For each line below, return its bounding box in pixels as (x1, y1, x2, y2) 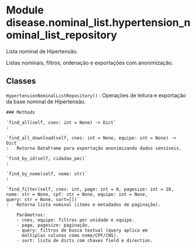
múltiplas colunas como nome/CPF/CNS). (21, 232, 119, 238)
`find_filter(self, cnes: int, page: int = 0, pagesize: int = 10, (6, 186, 174, 192)
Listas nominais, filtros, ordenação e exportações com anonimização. (6, 59, 174, 66)
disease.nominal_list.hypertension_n (6, 16, 191, 29)
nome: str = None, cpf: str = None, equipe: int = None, (6, 191, 148, 197)
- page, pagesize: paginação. (16, 222, 91, 228)
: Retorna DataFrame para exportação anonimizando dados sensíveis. (6, 145, 182, 151)
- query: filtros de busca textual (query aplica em (16, 227, 148, 233)
